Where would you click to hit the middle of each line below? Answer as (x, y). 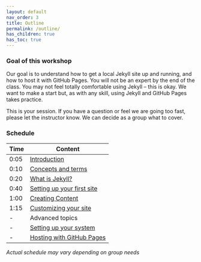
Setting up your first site (64, 189)
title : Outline (25, 23)
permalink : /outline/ (33, 29)
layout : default (26, 12)
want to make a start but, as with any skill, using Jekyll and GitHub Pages (97, 93)
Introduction (47, 159)
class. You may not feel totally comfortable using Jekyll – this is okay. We (97, 87)
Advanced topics (54, 217)
